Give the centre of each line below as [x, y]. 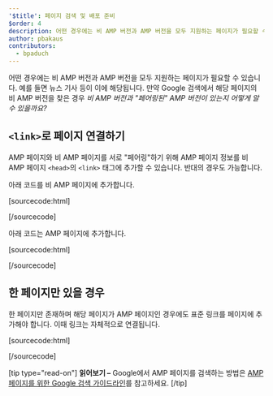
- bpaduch [32, 54]
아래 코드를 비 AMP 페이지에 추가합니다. [72, 184]
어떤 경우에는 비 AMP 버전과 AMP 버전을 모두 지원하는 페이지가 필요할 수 [124, 77]
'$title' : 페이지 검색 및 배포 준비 [62, 16]
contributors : [32, 46]
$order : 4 [25, 24]
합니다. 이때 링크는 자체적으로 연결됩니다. [95, 324]
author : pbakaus [36, 39]
